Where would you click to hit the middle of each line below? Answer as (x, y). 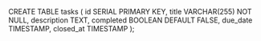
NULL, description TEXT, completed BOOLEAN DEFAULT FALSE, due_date (130, 20)
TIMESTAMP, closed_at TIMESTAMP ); (71, 29)
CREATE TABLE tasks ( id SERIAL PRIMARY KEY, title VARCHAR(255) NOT (130, 12)
